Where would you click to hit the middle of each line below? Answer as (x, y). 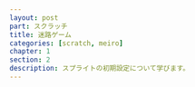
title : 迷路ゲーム (41, 34)
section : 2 (30, 60)
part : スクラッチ (39, 26)
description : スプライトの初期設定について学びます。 (100, 69)
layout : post (34, 18)
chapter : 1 (30, 52)
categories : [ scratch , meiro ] (67, 43)
